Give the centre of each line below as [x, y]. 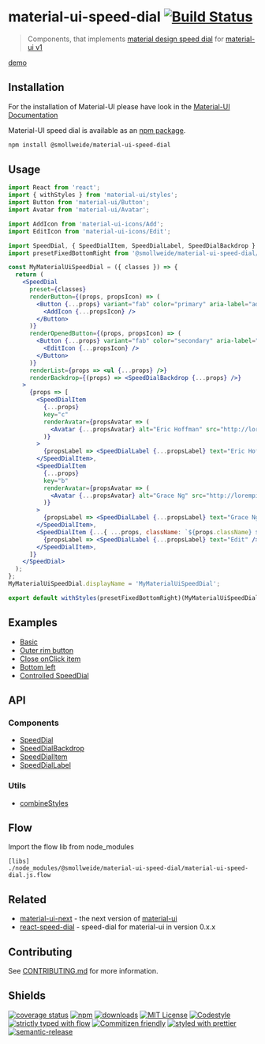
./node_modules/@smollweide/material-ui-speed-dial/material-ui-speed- [128, 868]
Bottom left [37, 667]
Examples [33, 623]
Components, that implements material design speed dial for [126, 39]
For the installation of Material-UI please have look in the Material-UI [119, 106]
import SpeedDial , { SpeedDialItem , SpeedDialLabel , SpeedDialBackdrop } [132, 245]
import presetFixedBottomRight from [68, 253]
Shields [27, 996]
